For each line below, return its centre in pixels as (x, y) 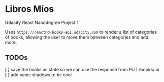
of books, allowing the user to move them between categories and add (77, 37)
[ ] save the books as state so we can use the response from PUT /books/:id (82, 69)
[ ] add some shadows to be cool (38, 75)
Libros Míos (30, 9)
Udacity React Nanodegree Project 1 (42, 22)
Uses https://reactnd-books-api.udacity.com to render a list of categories (81, 32)
